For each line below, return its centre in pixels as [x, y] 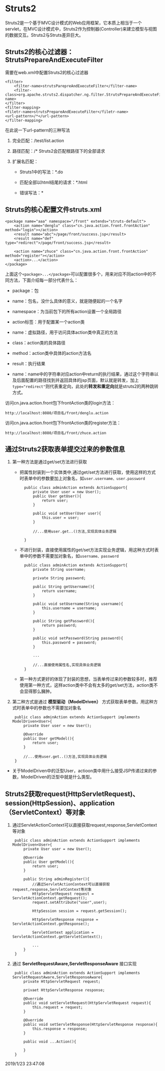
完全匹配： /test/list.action [38, 140]
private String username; [59, 570]
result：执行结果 [29, 363]
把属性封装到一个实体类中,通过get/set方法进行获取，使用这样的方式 [88, 472]
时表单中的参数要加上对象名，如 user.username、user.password [82, 479]
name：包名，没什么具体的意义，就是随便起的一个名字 [67, 301]
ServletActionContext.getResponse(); [51, 924]
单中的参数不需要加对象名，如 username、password [69, 556]
